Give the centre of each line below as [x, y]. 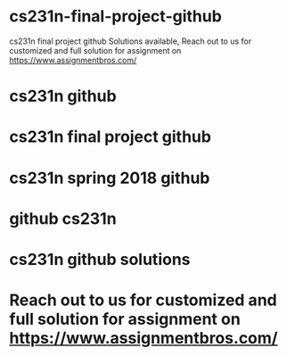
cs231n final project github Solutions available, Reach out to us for [131, 41]
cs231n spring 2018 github [110, 178]
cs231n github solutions [100, 259]
